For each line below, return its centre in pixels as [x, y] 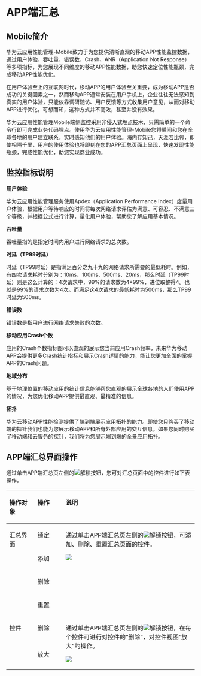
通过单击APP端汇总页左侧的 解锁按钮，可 [125, 535]
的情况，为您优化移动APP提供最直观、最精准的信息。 [72, 396]
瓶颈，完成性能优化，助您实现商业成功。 [56, 152]
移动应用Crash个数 [30, 335]
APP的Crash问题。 [29, 363]
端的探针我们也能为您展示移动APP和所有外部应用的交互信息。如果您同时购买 [100, 428]
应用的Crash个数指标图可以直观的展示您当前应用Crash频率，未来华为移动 [97, 348]
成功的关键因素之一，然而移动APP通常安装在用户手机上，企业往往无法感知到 [100, 94]
